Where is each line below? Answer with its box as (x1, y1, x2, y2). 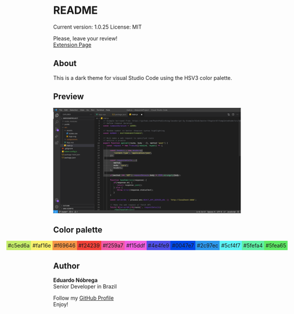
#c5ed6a (7, 242, 30, 249)
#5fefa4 (243, 242, 263, 249)
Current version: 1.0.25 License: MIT (53, 23, 142, 30)
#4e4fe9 (148, 242, 170, 249)
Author (53, 260, 80, 271)
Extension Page (53, 41, 92, 48)
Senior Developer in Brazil (53, 283, 117, 290)
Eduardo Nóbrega (53, 276, 98, 284)
